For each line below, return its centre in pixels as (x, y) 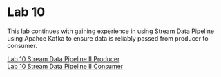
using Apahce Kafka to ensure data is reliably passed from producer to (108, 38)
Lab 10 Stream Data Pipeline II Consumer (65, 66)
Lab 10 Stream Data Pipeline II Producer (64, 58)
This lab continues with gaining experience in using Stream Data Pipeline (111, 31)
